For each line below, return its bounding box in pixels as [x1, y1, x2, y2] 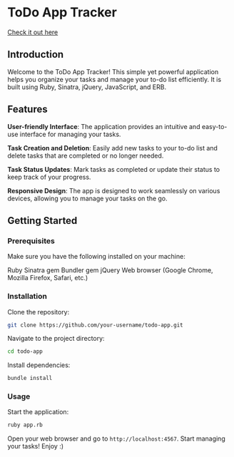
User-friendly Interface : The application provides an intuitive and [7, 122, 200, 130]
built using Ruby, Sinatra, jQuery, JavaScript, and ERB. [7, 83, 166, 91]
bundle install [7, 375, 53, 382]
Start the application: [7, 408, 69, 416]
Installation [7, 292, 48, 302]
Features [7, 103, 48, 115]
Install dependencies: [7, 361, 71, 369]
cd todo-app [7, 348, 43, 355]
